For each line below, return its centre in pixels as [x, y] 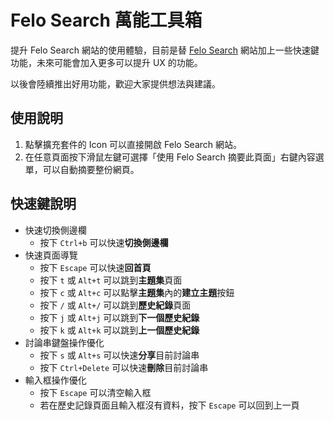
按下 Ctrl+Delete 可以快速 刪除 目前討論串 [124, 367]
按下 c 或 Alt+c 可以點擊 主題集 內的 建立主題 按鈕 [137, 292]
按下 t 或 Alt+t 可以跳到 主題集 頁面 [111, 280]
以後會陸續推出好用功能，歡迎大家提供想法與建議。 [115, 83]
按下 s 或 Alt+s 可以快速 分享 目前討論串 [119, 355]
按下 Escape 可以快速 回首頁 [95, 267]
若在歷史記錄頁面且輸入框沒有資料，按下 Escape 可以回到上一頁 [169, 405]
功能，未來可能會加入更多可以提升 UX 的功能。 [106, 62]
